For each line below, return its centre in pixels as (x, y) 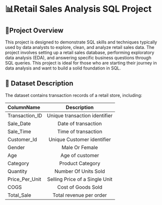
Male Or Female (80, 147)
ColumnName (24, 107)
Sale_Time (19, 131)
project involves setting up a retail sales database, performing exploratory (80, 52)
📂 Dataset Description (39, 83)
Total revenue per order (80, 195)
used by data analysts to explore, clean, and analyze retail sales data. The (80, 47)
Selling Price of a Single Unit (80, 179)
